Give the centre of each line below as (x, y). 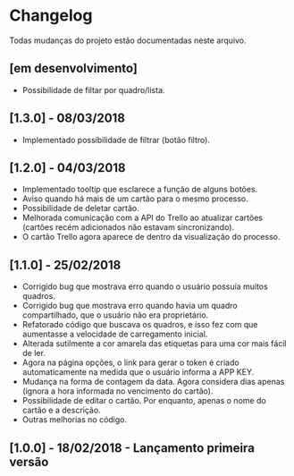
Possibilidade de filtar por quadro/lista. (93, 89)
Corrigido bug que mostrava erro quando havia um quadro (130, 306)
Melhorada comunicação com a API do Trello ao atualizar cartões (143, 218)
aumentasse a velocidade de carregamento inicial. (115, 334)
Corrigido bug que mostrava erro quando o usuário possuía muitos (145, 286)
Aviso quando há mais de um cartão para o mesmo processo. (135, 199)
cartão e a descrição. (61, 410)
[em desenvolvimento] (74, 68)
